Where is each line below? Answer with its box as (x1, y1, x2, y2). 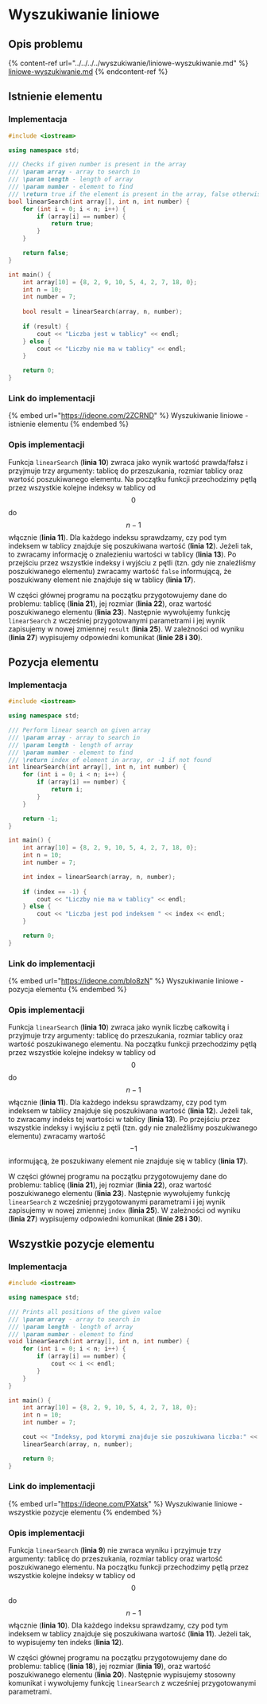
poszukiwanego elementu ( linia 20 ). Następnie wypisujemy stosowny (8, 1670, 236, 1679)
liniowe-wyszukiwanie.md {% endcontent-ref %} (8, 67, 168, 76)
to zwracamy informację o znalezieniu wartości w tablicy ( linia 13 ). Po (8, 549, 237, 559)
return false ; (22, 249, 69, 257)
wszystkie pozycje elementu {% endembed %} (8, 1507, 162, 1517)
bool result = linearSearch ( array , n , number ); (22, 308, 183, 316)
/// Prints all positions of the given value (8, 1307, 161, 1315)
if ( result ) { (22, 322, 69, 330)
